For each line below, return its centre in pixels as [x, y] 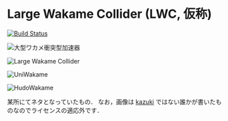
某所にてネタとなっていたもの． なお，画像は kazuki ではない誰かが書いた [111, 102]
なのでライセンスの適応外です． [58, 110]
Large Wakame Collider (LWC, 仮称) [110, 14]
